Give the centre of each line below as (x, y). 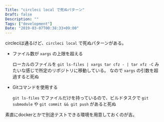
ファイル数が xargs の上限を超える (48, 54)
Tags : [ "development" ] (29, 24)
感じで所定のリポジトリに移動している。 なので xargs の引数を (90, 71)
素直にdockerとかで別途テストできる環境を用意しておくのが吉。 (71, 115)
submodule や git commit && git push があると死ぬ (64, 104)
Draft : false (19, 14)
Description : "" (22, 19)
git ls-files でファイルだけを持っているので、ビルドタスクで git (80, 98)
